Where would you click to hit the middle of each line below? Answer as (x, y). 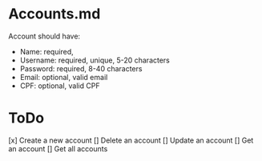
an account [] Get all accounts (58, 148)
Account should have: (44, 36)
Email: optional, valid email (64, 77)
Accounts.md (54, 14)
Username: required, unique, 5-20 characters (95, 60)
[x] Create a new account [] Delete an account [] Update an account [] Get (131, 140)
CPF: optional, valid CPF (60, 86)
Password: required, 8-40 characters (81, 68)
